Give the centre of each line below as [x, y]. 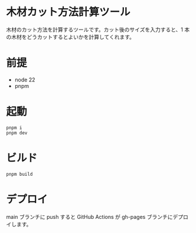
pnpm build [19, 174]
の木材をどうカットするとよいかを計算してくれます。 [70, 37]
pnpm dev [17, 133]
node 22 [25, 80]
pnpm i [14, 127]
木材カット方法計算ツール [68, 12]
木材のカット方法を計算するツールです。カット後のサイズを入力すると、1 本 [98, 29]
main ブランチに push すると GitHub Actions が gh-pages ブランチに [89, 216]
